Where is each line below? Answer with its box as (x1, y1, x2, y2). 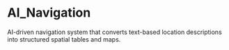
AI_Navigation (7, 5, 91, 21)
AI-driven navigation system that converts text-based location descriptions (7, 28, 223, 36)
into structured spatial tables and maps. (7, 35, 121, 43)
